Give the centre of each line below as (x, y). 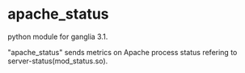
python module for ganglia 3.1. (58, 36)
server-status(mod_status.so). (58, 61)
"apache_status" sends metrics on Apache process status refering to (122, 52)
